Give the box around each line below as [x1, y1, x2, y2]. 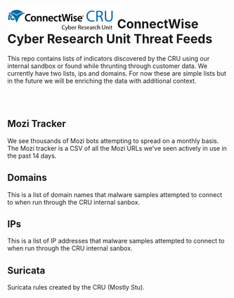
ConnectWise [117, 16, 199, 32]
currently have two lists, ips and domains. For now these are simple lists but [7, 69, 227, 77]
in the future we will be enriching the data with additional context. [7, 76, 197, 85]
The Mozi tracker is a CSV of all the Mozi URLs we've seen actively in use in [7, 144, 227, 152]
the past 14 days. [7, 151, 57, 160]
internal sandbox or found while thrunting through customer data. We [7, 62, 208, 70]
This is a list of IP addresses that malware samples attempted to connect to [7, 237, 225, 245]
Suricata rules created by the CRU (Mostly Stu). [7, 283, 145, 292]
